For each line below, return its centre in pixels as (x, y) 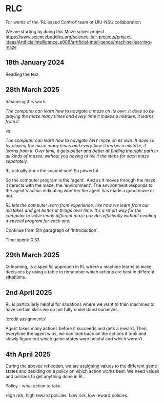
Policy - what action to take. (34, 386)
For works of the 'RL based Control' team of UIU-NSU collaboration (73, 22)
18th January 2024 (35, 62)
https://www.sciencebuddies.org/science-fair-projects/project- (69, 37)
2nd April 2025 (29, 292)
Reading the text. (23, 74)
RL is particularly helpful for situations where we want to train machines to (80, 304)
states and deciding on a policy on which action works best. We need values (82, 371)
